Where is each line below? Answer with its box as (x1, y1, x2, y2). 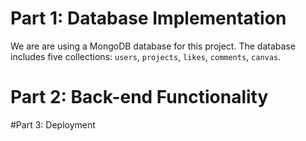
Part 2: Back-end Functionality (10, 86, 269, 109)
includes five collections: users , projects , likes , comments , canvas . (10, 50, 282, 62)
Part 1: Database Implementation (10, 7, 287, 30)
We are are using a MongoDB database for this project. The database (10, 40, 296, 52)
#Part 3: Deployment (10, 118, 96, 131)
